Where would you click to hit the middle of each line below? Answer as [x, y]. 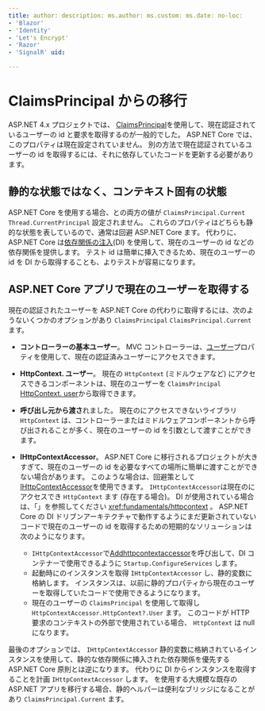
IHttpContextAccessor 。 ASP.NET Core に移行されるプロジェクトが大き [139, 456]
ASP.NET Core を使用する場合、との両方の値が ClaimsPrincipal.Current [127, 212]
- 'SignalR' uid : [37, 52]
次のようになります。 [54, 536]
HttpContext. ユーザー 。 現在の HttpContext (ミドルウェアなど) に [127, 373]
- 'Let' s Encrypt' [38, 38]
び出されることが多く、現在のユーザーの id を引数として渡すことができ [136, 430]
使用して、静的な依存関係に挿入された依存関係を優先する [136, 659]
